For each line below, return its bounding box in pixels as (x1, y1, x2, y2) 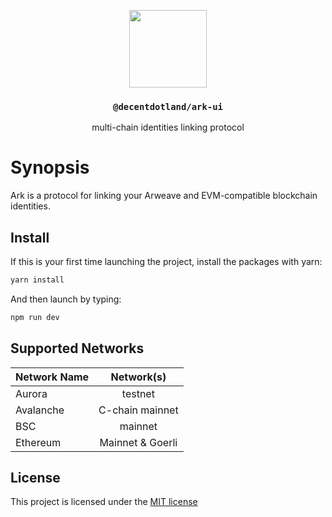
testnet (121, 386, 155, 400)
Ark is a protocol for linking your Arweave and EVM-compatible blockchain (10, 190, 318, 202)
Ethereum (15, 435, 62, 449)
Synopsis (10, 156, 90, 179)
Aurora (15, 386, 48, 400)
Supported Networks (10, 340, 145, 357)
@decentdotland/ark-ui (113, 101, 223, 112)
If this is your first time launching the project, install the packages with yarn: (10, 256, 323, 268)
